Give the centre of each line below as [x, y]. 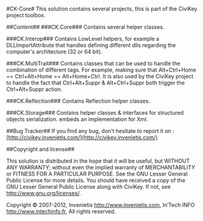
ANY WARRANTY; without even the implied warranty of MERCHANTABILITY [101, 167]
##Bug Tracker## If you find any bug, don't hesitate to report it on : [90, 131]
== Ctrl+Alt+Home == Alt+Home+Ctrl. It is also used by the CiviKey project [100, 76]
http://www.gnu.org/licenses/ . [44, 193]
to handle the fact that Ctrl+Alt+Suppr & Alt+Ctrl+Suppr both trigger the [95, 83]
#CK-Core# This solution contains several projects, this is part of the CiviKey [102, 9]
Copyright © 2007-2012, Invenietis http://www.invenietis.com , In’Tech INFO [101, 205]
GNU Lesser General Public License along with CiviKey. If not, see [88, 187]
